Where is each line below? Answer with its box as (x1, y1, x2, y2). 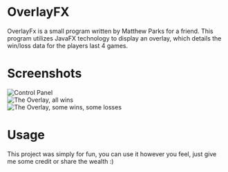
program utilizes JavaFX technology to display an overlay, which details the (7, 34, 222, 42)
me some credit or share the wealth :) (7, 157, 114, 165)
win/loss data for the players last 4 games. (7, 41, 129, 50)
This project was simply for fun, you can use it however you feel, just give (7, 149, 217, 158)
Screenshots (7, 66, 82, 81)
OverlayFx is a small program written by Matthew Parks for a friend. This (7, 27, 213, 35)
